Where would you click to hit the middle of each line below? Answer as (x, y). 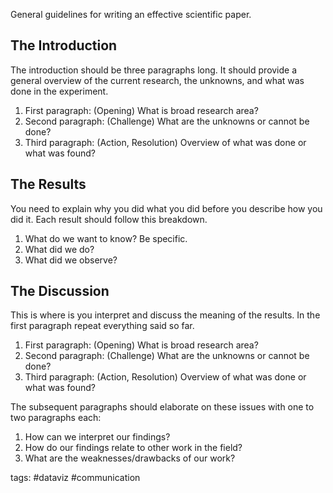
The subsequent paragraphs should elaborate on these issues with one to (162, 407)
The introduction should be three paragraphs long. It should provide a (154, 70)
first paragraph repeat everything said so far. (102, 326)
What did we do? (59, 249)
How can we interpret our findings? (97, 437)
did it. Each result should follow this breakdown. (109, 219)
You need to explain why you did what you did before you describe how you (166, 208)
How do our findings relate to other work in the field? (133, 448)
